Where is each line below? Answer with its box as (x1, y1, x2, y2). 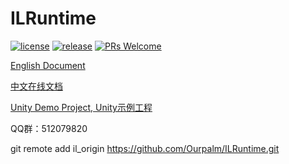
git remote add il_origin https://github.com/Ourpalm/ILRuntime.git (10, 142, 280, 154)
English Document (10, 59, 86, 71)
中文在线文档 (10, 80, 63, 92)
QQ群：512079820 (10, 122, 88, 134)
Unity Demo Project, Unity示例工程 (10, 101, 153, 113)
